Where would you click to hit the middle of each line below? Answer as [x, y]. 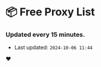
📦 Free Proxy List [50, 12]
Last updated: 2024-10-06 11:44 [53, 47]
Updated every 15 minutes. [45, 35]
